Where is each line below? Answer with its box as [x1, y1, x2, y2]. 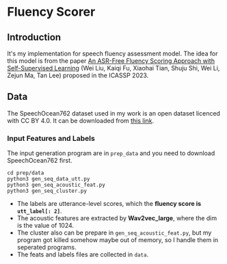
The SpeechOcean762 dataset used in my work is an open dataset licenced [7, 109, 221, 117]
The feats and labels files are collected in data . [16, 250, 149, 259]
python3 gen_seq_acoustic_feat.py [7, 182, 106, 189]
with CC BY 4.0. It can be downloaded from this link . [7, 116, 155, 124]
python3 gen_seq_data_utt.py [7, 176, 90, 183]
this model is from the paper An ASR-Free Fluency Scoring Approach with [7, 57, 215, 65]
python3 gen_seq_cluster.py [7, 187, 88, 195]
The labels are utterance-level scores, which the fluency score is [16, 200, 202, 208]
